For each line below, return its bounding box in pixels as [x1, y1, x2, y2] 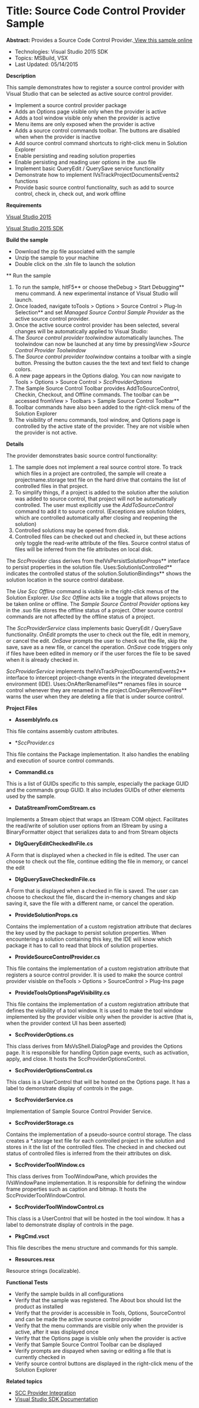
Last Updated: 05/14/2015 [14, 61, 78, 68]
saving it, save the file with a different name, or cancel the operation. [6, 900, 174, 907]
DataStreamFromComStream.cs [14, 804, 96, 811]
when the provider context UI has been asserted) [6, 1019, 127, 1027]
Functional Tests [6, 1278, 49, 1286]
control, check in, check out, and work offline [14, 190, 126, 197]
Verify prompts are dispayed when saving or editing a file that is [14, 1347, 171, 1354]
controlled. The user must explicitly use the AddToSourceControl [14, 501, 173, 508]
